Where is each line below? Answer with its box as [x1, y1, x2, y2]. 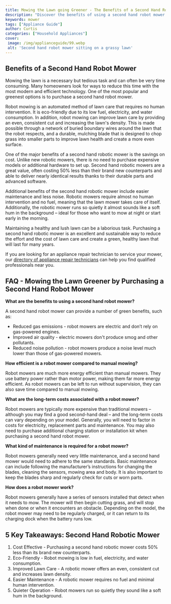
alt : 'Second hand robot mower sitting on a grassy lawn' [7, 45, 133, 50]
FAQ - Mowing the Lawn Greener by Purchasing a [5, 277, 164, 285]
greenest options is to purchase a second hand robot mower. [5, 94, 133, 100]
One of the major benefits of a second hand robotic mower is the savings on [5, 151, 165, 158]
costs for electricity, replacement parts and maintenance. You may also [5, 422, 155, 428]
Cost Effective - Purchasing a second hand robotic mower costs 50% [12, 544, 158, 550]
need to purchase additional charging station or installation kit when [5, 428, 148, 434]
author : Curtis [5, 26, 38, 32]
